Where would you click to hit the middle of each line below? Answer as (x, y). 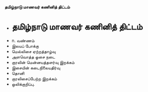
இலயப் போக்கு (25, 46)
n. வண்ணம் (23, 40)
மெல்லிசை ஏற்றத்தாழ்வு (33, 51)
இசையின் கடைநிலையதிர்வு (36, 68)
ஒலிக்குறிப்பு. (23, 84)
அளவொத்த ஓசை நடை (33, 57)
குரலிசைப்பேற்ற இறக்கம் (34, 78)
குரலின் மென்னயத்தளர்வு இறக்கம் (43, 62)
